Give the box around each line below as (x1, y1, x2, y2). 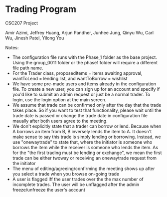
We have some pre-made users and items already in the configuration (12, 81, 156, 87)
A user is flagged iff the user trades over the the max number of (12, 176, 144, 182)
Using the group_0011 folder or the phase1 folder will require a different (12, 59, 158, 65)
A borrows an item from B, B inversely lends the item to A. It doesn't (12, 128, 152, 134)
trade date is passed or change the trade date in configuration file (12, 112, 148, 118)
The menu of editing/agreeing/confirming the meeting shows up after (12, 166, 156, 172)
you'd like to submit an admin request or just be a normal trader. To (12, 91, 151, 97)
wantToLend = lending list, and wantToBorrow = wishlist (12, 75, 128, 81)
